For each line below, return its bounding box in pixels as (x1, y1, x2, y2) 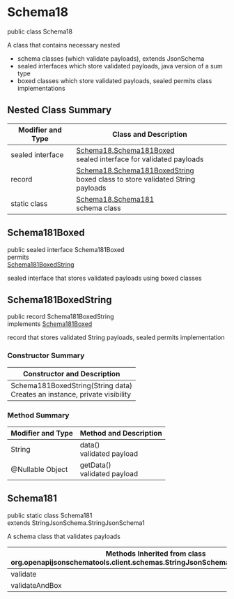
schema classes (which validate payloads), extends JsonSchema (17, 54, 205, 63)
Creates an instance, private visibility (10, 389, 131, 399)
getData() (79, 460, 111, 470)
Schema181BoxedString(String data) (10, 380, 133, 390)
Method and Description (79, 428, 162, 438)
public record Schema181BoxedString (7, 312, 114, 321)
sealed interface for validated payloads (76, 154, 204, 164)
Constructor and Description (23, 369, 120, 378)
